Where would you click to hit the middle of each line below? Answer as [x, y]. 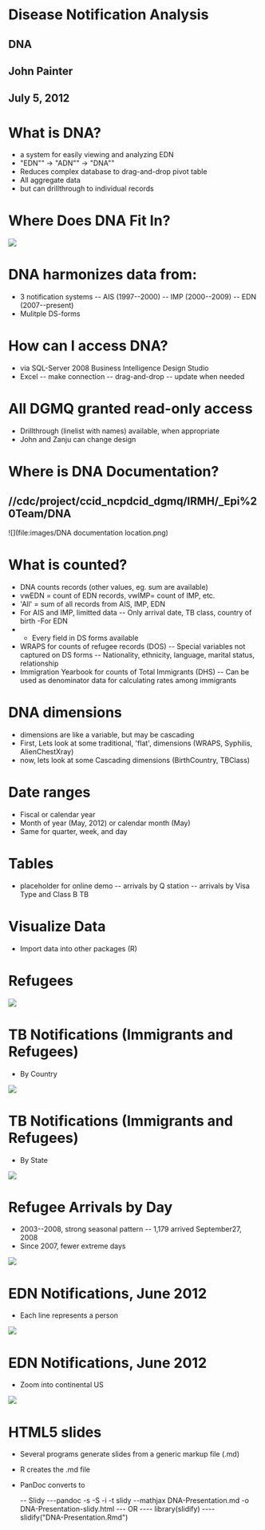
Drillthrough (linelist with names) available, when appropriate [120, 431]
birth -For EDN [44, 621]
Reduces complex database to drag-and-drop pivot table [113, 172]
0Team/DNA [40, 514]
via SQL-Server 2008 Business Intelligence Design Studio [114, 368]
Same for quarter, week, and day [73, 831]
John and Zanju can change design [78, 440]
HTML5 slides [55, 1432]
